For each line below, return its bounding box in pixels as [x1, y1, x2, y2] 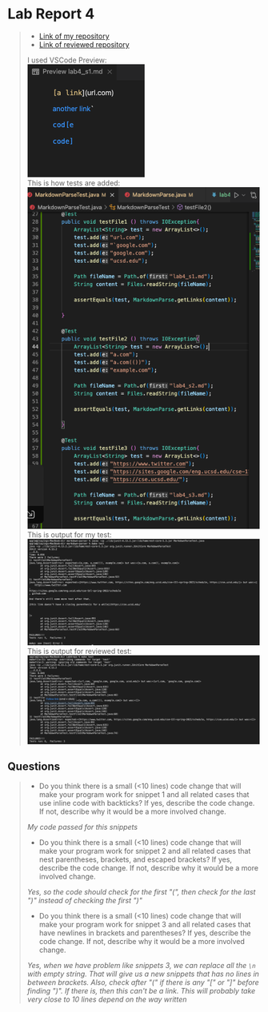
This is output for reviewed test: [26, 647, 133, 656]
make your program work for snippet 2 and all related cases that [38, 846, 251, 855]
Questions [7, 760, 61, 774]
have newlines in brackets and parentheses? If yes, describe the [38, 928, 251, 938]
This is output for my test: [26, 529, 113, 540]
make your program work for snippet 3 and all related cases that [38, 919, 251, 929]
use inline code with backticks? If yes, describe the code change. [38, 798, 255, 807]
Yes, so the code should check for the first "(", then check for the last [26, 886, 256, 896]
